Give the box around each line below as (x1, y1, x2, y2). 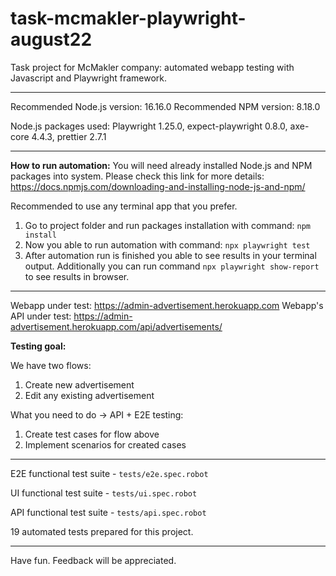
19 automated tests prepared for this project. (10, 525, 194, 537)
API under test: (10, 310, 72, 322)
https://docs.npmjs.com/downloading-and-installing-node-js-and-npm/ (10, 180, 306, 192)
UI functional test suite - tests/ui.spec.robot (10, 487, 198, 499)
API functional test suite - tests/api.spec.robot (10, 506, 207, 518)
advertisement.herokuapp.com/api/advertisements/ (10, 320, 223, 332)
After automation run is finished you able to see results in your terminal (24, 249, 317, 261)
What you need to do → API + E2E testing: (10, 408, 184, 421)
